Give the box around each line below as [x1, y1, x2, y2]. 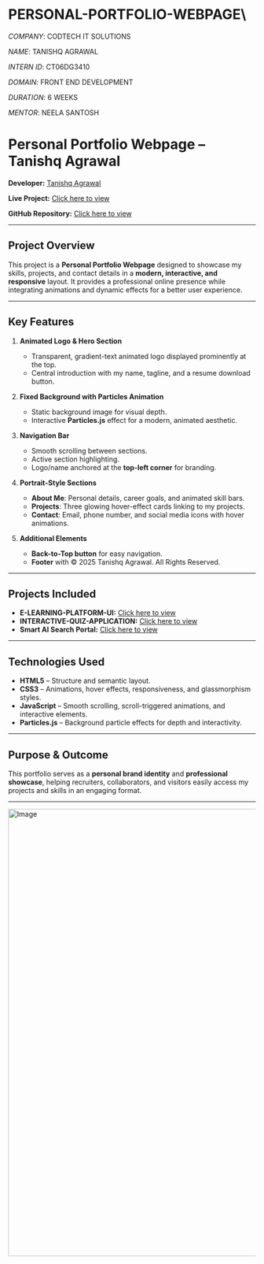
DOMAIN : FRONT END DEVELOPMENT [8, 77, 134, 87]
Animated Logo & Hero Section [19, 336, 123, 346]
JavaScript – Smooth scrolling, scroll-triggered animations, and [19, 701, 225, 710]
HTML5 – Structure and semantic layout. [19, 676, 151, 686]
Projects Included [8, 587, 97, 600]
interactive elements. [19, 710, 88, 719]
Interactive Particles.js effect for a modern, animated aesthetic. [31, 415, 238, 424]
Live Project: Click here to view [8, 193, 110, 202]
